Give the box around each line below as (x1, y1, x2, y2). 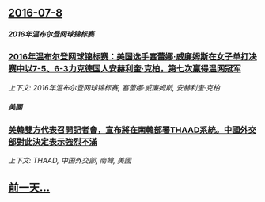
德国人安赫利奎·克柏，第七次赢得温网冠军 (84, 63, 241, 74)
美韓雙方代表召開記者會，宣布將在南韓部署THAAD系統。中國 (8, 124, 240, 135)
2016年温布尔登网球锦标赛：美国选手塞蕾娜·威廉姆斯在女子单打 (8, 51, 249, 63)
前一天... (8, 181, 51, 195)
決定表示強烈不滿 (32, 136, 97, 147)
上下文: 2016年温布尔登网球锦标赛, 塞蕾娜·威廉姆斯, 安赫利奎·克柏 (8, 82, 220, 92)
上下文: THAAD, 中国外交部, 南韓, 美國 (8, 156, 132, 166)
